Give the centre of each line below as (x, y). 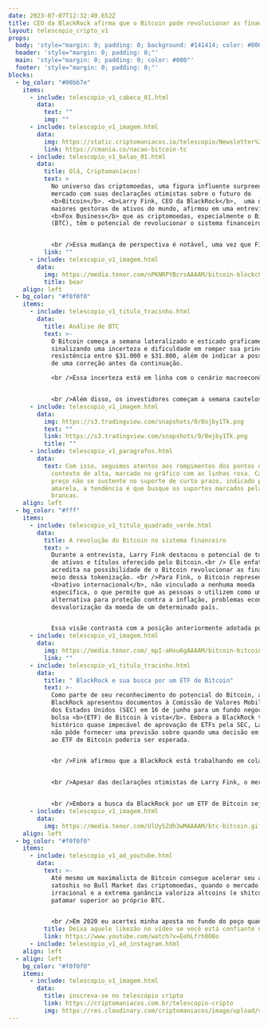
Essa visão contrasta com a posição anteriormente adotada (151, 628)
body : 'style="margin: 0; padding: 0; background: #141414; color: (130, 45)
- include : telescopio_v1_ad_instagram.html (104, 944)
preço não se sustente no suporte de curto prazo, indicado (153, 481)
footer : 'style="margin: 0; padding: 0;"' (87, 68)
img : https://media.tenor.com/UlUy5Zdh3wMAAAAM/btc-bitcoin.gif (153, 826)
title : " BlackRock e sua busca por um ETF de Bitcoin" (138, 680)
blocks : (21, 75)
